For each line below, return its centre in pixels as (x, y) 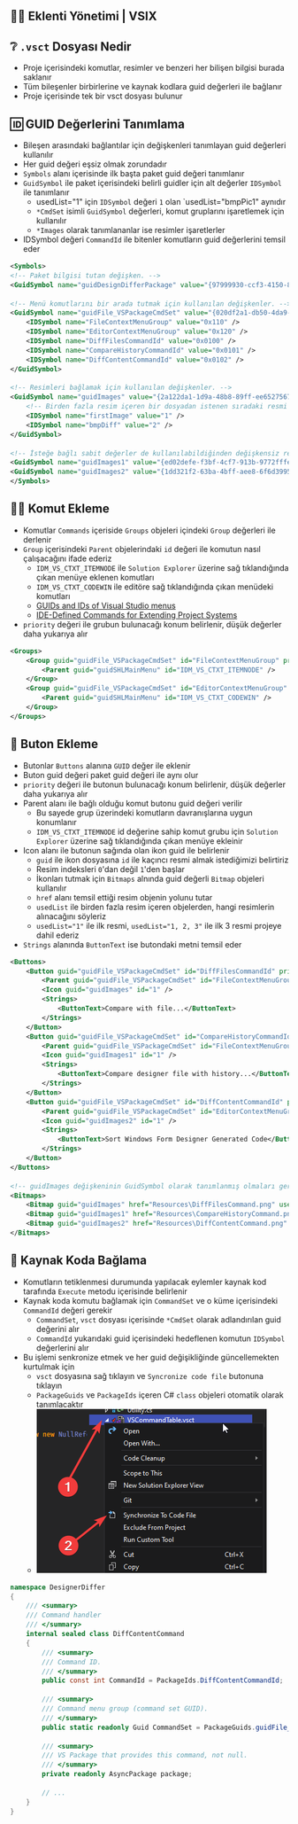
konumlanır (57, 822)
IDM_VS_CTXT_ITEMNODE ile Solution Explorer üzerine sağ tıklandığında (162, 567)
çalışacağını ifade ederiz (67, 558)
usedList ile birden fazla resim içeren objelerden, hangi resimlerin (155, 907)
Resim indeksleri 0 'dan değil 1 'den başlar (110, 869)
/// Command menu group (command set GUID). (125, 1709)
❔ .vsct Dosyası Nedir (71, 47)
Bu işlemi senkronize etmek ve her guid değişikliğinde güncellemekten (151, 1357)
